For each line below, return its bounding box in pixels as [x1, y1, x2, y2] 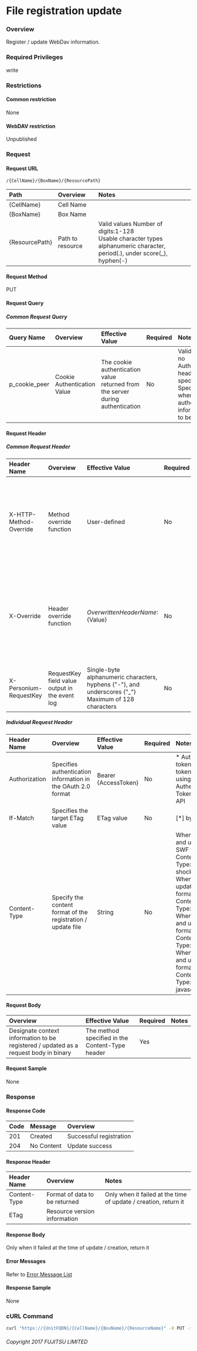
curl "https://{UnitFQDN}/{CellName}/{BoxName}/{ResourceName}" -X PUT [6, 1326, 185, 1332]
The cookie [101, 358, 132, 366]
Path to [57, 234, 78, 243]
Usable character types [98, 234, 163, 243]
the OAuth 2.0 [52, 782, 91, 790]
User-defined [87, 517, 125, 526]
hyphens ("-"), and [87, 680, 140, 688]
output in [47, 684, 73, 692]
